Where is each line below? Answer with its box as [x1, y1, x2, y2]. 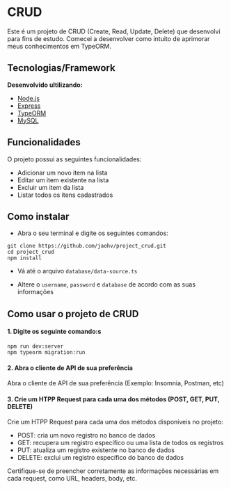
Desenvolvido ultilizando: [7, 81, 83, 89]
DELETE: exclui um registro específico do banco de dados [17, 454, 184, 462]
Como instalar [7, 210, 70, 223]
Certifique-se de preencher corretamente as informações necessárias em [7, 467, 219, 475]
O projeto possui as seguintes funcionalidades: [7, 154, 142, 163]
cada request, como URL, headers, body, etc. [7, 474, 138, 483]
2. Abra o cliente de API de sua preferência [7, 363, 134, 372]
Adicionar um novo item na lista [17, 168, 108, 177]
